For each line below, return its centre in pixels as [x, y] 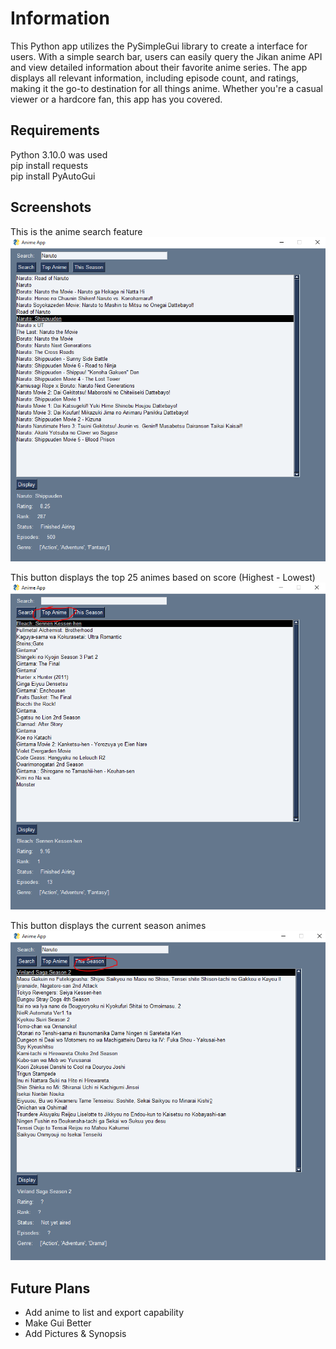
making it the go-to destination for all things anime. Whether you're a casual [166, 88]
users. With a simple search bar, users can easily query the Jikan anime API [166, 56]
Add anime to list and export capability [104, 1313]
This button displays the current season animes [108, 926]
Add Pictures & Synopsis [75, 1334]
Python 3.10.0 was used [59, 154]
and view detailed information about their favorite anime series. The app [159, 67]
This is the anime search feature [76, 231]
